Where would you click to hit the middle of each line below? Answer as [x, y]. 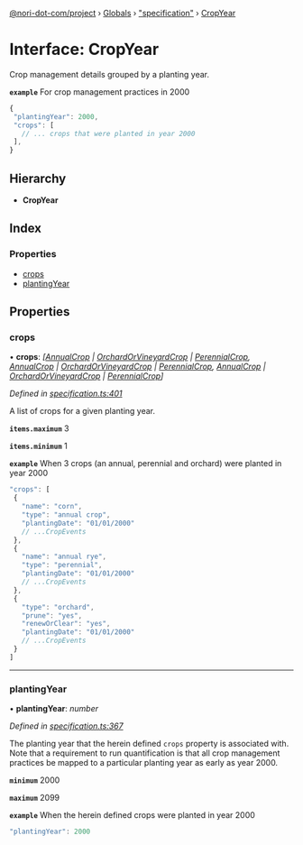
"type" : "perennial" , [62, 565]
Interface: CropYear [84, 50]
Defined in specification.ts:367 [66, 726]
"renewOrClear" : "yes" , [66, 624]
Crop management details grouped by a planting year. [110, 74]
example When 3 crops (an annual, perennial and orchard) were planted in [146, 464]
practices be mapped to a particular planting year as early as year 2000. [143, 763]
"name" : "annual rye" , [64, 557]
